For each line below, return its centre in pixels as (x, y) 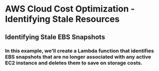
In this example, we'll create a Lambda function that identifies (79, 51)
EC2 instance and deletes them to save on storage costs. (74, 63)
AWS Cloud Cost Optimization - (70, 9)
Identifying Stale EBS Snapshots (55, 37)
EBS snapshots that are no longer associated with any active (78, 57)
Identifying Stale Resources (62, 19)
